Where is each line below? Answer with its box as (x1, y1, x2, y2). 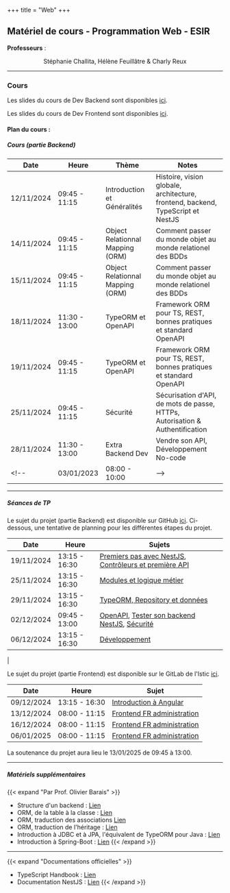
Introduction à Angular (112, 697, 184, 707)
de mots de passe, (155, 399, 216, 408)
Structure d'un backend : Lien (16, 801, 101, 809)
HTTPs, (155, 407, 180, 417)
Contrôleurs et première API (99, 560, 190, 570)
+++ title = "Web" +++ (7, 6, 71, 14)
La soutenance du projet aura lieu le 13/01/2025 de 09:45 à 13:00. (7, 748, 192, 757)
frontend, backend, (155, 197, 217, 207)
